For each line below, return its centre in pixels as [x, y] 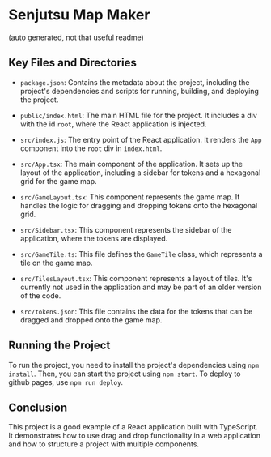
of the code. [40, 295]
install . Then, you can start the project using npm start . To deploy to [125, 374]
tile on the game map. [56, 263]
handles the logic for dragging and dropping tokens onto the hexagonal [139, 205]
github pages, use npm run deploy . [66, 382]
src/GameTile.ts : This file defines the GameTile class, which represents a [141, 254]
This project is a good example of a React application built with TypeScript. [133, 427]
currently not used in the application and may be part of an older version [141, 287]
